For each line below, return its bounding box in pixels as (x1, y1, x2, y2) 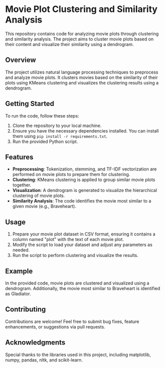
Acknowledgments (5, 338, 66, 347)
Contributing (5, 305, 46, 313)
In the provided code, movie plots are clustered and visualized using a (5, 280, 149, 286)
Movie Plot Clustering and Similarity (5, 3, 157, 15)
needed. (12, 247, 30, 253)
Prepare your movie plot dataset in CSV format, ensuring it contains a (12, 231, 156, 237)
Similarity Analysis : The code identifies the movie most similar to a (12, 198, 151, 204)
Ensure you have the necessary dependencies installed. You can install (12, 127, 159, 133)
